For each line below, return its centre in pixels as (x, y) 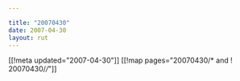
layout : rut (28, 38)
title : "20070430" (39, 22)
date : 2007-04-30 (37, 30)
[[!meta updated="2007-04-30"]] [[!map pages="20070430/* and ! (120, 60)
